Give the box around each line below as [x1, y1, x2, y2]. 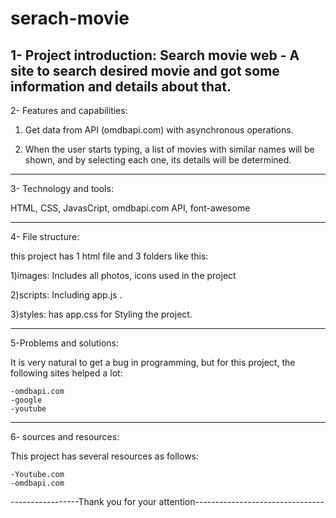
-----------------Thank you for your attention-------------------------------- [10, 496, 325, 507]
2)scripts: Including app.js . [10, 289, 123, 301]
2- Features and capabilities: [10, 105, 128, 116]
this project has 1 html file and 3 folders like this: [10, 250, 209, 262]
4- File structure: [10, 231, 80, 242]
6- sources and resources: [10, 431, 120, 442]
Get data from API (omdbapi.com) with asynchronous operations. [24, 124, 294, 136]
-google [10, 395, 43, 405]
